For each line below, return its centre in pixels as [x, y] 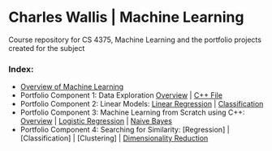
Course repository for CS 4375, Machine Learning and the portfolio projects [135, 40]
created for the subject [47, 48]
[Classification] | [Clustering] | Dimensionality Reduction [114, 138]
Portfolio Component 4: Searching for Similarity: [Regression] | [125, 130]
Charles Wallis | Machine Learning [126, 17]
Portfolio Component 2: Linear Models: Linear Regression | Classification [142, 104]
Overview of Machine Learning [72, 87]
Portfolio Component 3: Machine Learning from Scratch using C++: [132, 112]
